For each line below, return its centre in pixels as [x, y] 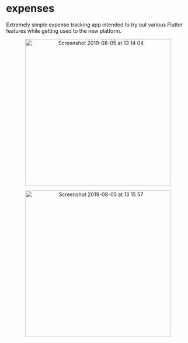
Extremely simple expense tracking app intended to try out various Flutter [94, 25]
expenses [30, 8]
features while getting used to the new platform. [64, 30]
